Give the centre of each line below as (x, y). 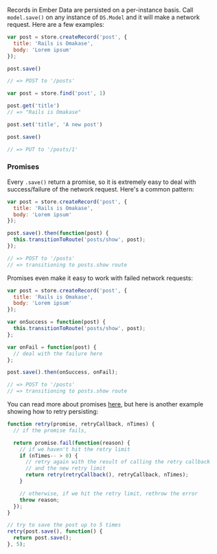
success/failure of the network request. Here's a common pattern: (101, 189)
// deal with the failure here (58, 354)
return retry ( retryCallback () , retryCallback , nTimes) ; (107, 475)
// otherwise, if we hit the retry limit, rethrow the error (108, 494)
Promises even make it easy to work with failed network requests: (100, 278)
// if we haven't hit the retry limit (75, 449)
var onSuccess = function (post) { (57, 322)
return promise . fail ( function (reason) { (72, 443)
